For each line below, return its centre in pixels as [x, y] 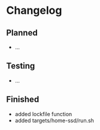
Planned [22, 33]
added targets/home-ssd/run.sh [54, 120]
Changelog [34, 11]
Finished [23, 100]
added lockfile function [43, 114]
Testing [21, 66]
